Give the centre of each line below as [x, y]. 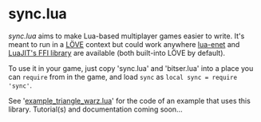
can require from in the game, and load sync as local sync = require [123, 77]
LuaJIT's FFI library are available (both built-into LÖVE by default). [117, 53]
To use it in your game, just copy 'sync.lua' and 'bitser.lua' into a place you [131, 68]
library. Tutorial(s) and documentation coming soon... [95, 109]
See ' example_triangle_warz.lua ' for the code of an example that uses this [130, 100]
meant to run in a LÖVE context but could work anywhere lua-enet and [124, 44]
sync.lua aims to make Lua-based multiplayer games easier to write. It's [127, 36]
